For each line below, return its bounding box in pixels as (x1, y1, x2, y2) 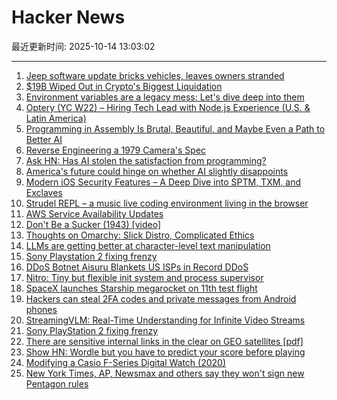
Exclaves (25, 186, 63, 198)
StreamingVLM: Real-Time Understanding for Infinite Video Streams (25, 314, 306, 326)
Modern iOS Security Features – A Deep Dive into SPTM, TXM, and (25, 176, 302, 188)
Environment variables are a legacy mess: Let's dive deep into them (25, 91, 305, 103)
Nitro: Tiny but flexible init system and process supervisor (25, 271, 264, 283)
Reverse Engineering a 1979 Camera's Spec (25, 144, 207, 156)
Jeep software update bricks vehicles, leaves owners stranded (25, 69, 285, 81)
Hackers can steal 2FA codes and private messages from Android (25, 292, 297, 305)
